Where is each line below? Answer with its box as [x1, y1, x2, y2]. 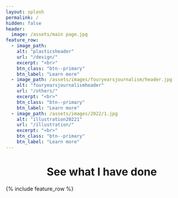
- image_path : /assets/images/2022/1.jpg [11, 111, 118, 117]
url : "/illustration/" [16, 122, 74, 128]
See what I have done [46, 165, 157, 179]
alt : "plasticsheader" [16, 49, 74, 55]
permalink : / [5, 15, 39, 21]
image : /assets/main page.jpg [11, 32, 88, 38]
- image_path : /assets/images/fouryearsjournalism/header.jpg [11, 77, 173, 83]
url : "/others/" [16, 88, 59, 94]
